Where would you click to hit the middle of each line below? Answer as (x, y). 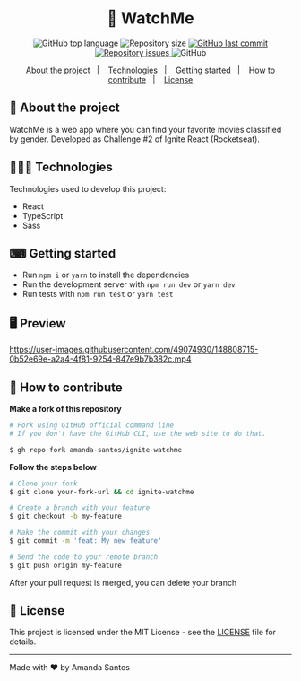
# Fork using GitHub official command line (92, 425)
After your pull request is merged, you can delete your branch (123, 582)
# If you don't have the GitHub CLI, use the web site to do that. (138, 433)
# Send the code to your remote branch (84, 557)
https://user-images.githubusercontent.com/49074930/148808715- (134, 350)
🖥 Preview (38, 323)
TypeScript (43, 215)
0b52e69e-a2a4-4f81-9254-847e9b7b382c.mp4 (100, 359)
